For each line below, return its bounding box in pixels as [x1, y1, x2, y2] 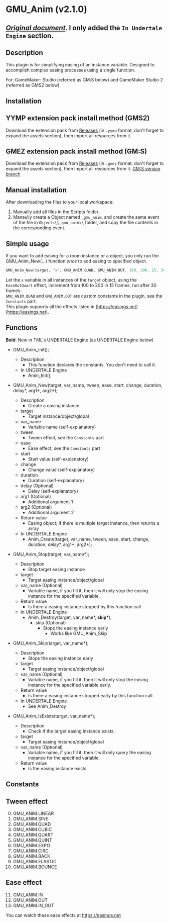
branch [6, 171, 21, 177]
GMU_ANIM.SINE [13, 815, 49, 821]
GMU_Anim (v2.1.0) [6, 4, 87, 15]
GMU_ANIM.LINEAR [13, 810, 54, 816]
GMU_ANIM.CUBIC [13, 826, 52, 833]
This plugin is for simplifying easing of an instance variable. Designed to [6, 62, 155, 68]
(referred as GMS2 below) [6, 82, 60, 88]
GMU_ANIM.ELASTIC [13, 858, 57, 864]
